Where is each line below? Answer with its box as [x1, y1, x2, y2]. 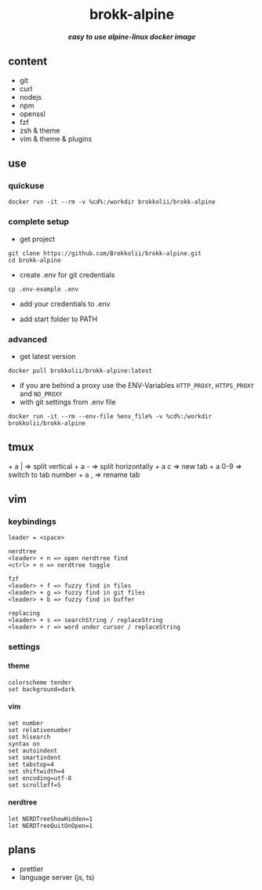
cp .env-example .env [8, 285, 79, 293]
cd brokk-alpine [8, 256, 61, 264]
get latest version [19, 351, 76, 361]
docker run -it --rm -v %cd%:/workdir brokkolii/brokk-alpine [8, 198, 216, 206]
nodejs [19, 92, 42, 101]
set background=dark [8, 685, 76, 693]
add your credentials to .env [19, 298, 111, 308]
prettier [19, 864, 44, 874]
